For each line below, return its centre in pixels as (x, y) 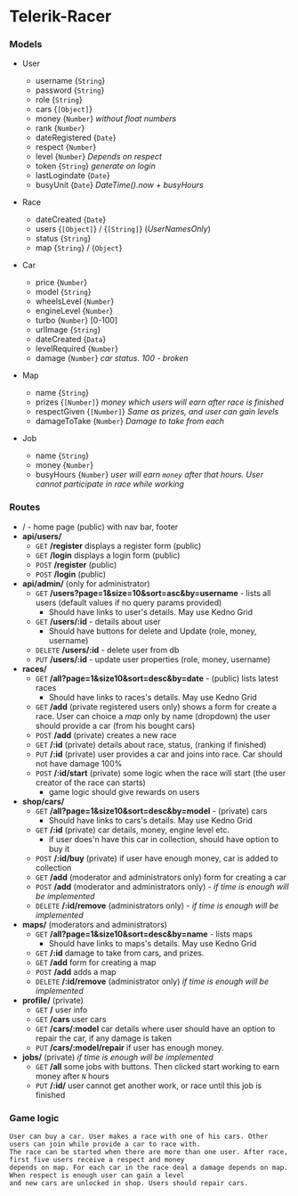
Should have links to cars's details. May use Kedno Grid (151, 820)
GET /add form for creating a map (96, 962)
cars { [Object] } (64, 110)
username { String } (70, 81)
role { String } (59, 100)
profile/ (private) (53, 1000)
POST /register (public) (76, 564)
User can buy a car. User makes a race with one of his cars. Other (139, 1137)
